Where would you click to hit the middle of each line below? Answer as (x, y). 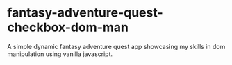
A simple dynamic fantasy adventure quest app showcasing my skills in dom (116, 46)
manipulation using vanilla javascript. (60, 54)
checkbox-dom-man (68, 27)
